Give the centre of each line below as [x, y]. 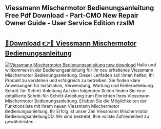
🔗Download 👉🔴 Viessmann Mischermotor [71, 43]
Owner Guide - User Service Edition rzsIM [70, 23]
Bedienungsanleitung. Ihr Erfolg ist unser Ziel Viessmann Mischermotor [77, 111]
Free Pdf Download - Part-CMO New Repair [72, 16]
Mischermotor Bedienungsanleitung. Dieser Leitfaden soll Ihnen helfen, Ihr [80, 75]
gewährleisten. [20, 121]
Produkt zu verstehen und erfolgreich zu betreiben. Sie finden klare [73, 80]
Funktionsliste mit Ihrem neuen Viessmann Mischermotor [62, 106]
